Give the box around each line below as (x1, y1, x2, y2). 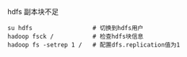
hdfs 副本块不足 (7, 7, 59, 16)
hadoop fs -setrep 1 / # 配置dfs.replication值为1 (7, 41, 181, 49)
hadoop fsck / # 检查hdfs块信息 (7, 32, 144, 40)
